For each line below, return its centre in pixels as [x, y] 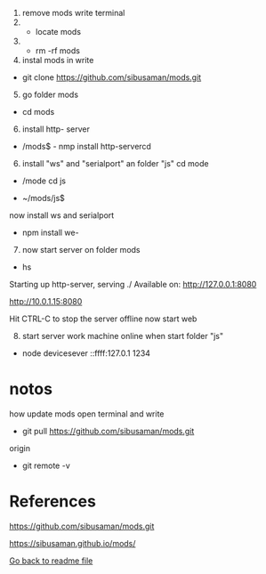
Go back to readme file [51, 561]
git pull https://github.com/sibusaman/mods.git [108, 431]
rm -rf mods [57, 51]
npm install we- [50, 232]
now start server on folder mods [81, 250]
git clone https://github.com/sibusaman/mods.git [112, 77]
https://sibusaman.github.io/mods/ [73, 543]
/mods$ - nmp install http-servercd [86, 146]
